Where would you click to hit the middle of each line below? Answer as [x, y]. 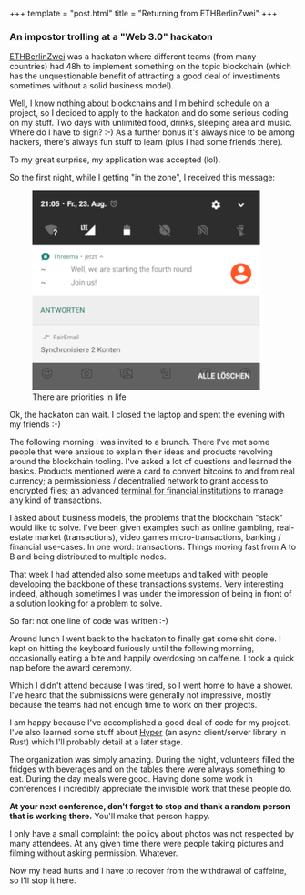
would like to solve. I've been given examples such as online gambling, [142, 527]
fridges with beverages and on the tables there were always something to [147, 769]
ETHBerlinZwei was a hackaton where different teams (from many [133, 57]
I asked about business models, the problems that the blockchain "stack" [147, 518]
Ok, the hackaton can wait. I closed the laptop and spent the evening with [147, 415]
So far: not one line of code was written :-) [89, 621]
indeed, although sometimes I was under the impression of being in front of [151, 594]
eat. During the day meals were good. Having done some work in [131, 779]
